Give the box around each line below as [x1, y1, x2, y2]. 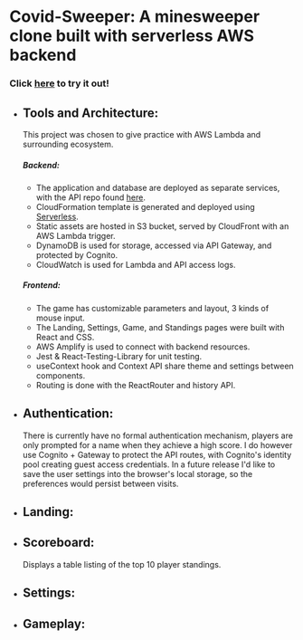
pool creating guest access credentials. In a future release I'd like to [22, 459, 276, 470]
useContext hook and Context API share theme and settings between [35, 360, 294, 371]
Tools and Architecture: [22, 105, 159, 120]
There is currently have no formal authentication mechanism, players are [22, 430, 294, 441]
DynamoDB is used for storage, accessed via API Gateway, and [35, 240, 272, 251]
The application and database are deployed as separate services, [35, 182, 280, 193]
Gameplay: [22, 616, 86, 631]
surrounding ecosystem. [22, 139, 114, 149]
